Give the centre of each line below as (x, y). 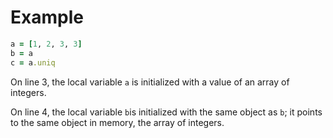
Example (47, 17)
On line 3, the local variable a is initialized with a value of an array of (150, 82)
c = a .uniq (33, 62)
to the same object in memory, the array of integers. (117, 122)
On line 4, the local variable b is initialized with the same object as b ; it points (166, 112)
